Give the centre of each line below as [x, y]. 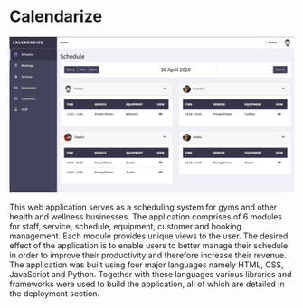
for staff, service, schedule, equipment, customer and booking [126, 227]
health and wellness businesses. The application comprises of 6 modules [146, 217]
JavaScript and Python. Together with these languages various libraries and [151, 275]
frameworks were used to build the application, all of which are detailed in [147, 284]
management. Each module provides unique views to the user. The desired [149, 236]
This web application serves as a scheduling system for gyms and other [143, 207]
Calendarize [56, 17]
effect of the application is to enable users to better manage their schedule [149, 246]
